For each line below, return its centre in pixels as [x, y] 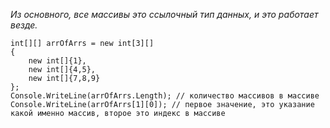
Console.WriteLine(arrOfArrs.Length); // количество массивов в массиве [165, 96]
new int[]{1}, [57, 61]
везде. [24, 25]
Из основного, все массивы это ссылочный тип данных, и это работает [164, 14]
